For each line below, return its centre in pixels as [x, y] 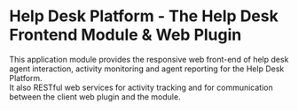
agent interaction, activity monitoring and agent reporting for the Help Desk [147, 69]
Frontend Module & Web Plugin [125, 35]
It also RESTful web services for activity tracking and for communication [141, 87]
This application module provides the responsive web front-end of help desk [149, 59]
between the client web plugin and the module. [95, 96]
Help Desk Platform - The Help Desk [144, 16]
